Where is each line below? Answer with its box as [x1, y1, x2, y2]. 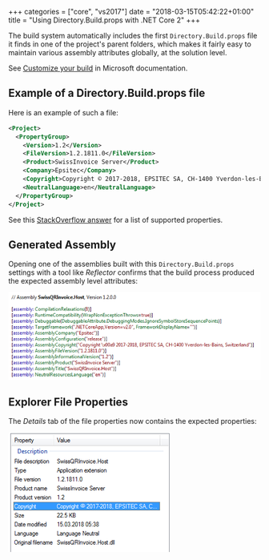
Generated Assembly [8, 238, 116, 252]
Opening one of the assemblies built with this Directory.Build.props [8, 260, 235, 269]
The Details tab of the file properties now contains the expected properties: [8, 417, 258, 426]
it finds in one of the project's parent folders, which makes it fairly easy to [8, 39, 252, 49]
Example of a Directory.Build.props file [8, 87, 206, 100]
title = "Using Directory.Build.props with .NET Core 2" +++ [8, 15, 200, 25]
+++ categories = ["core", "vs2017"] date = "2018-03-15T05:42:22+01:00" [8, 7, 255, 16]
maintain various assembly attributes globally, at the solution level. [8, 48, 227, 57]
